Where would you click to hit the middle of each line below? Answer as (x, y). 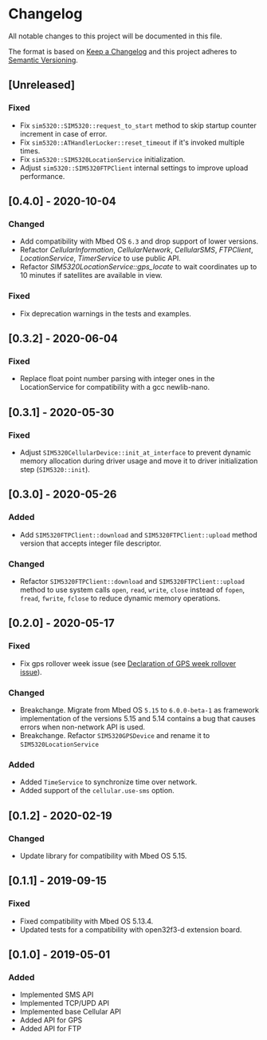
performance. (42, 176)
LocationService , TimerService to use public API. (100, 258)
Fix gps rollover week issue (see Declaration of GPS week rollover (128, 663)
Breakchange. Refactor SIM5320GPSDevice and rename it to (115, 735)
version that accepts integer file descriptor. (90, 543)
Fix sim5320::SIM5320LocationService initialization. (102, 159)
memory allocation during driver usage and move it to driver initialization (139, 461)
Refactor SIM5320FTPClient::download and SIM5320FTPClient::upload (132, 581)
